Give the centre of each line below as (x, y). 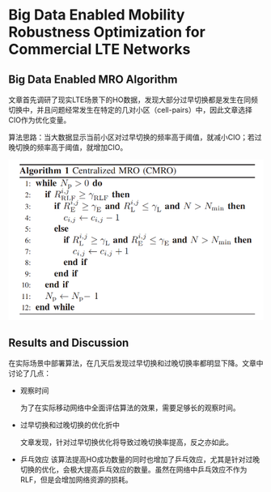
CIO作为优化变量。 (40, 120)
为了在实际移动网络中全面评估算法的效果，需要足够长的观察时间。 (130, 408)
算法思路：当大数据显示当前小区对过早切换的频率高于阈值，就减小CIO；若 (131, 137)
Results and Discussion (69, 343)
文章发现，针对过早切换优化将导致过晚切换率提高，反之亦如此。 (126, 443)
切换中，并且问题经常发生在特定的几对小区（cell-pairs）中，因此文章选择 (131, 110)
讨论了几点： (30, 374)
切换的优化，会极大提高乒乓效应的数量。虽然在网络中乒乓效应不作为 (133, 470)
